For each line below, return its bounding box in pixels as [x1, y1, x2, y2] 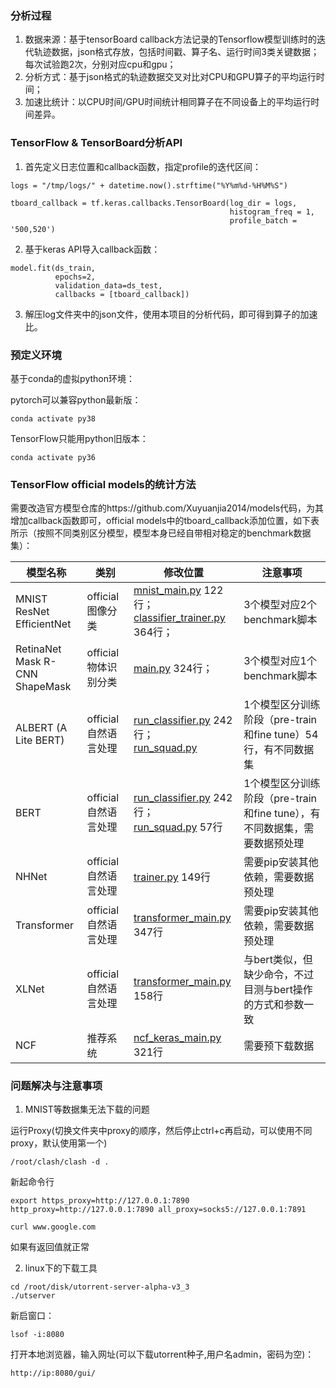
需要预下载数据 [243, 1039, 315, 1053]
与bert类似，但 [243, 953, 313, 967]
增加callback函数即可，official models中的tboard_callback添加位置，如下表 [10, 515, 320, 527]
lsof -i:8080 [10, 1330, 65, 1340]
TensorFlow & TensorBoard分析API [10, 136, 183, 150]
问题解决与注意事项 [10, 1079, 103, 1093]
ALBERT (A [15, 721, 68, 735]
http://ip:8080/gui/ [10, 1368, 97, 1379]
